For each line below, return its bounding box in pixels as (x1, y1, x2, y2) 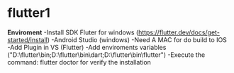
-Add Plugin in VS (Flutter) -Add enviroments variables (7, 43, 167, 51)
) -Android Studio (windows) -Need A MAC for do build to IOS (47, 35, 227, 44)
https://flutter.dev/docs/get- (138, 28, 220, 36)
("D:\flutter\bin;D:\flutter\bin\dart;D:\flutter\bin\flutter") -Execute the (7, 51, 206, 59)
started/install (7, 35, 48, 44)
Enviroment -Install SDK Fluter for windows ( (7, 28, 139, 36)
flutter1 (7, 5, 51, 21)
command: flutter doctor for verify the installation (7, 58, 151, 66)
